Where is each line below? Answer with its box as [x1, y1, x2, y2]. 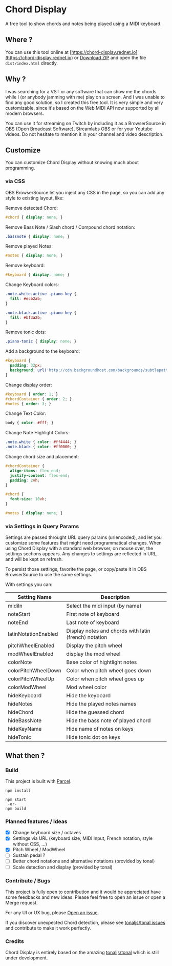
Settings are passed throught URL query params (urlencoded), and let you [5, 534, 162, 540]
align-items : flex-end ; [10, 468, 60, 473]
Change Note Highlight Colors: [5, 430, 70, 436]
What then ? [5, 751, 45, 760]
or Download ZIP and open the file [74, 54, 146, 61]
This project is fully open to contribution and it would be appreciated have [5, 889, 161, 895]
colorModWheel [8, 683, 47, 691]
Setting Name [17, 594, 52, 601]
